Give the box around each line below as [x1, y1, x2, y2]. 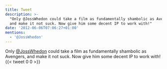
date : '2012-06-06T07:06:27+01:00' [5, 26, 79, 31]
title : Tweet [5, 7, 32, 12]
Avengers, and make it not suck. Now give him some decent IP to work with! [5, 53, 161, 59]
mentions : [5, 30, 26, 35]
